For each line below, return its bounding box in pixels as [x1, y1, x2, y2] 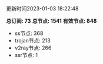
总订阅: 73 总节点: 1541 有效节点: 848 [6, 17, 97, 24]
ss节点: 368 [14, 30, 44, 37]
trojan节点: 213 [14, 37, 51, 44]
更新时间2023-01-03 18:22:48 [6, 5, 79, 12]
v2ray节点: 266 [14, 44, 52, 51]
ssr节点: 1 [14, 52, 38, 58]
